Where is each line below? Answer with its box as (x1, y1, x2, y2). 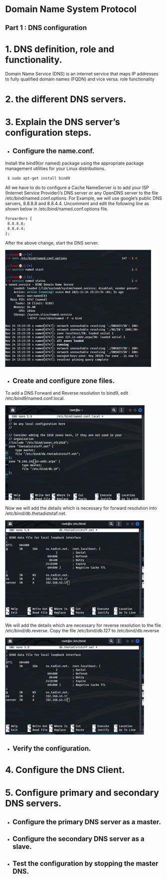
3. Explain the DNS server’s (5, 116, 121, 128)
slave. (12, 842, 32, 851)
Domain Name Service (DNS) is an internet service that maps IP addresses (5, 71, 159, 77)
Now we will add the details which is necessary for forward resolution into (5, 505, 157, 511)
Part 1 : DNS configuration (5, 24, 87, 32)
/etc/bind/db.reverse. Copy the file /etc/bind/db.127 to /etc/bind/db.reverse (5, 627, 160, 633)
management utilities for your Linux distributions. (5, 165, 106, 171)
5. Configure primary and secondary (5, 787, 160, 798)
